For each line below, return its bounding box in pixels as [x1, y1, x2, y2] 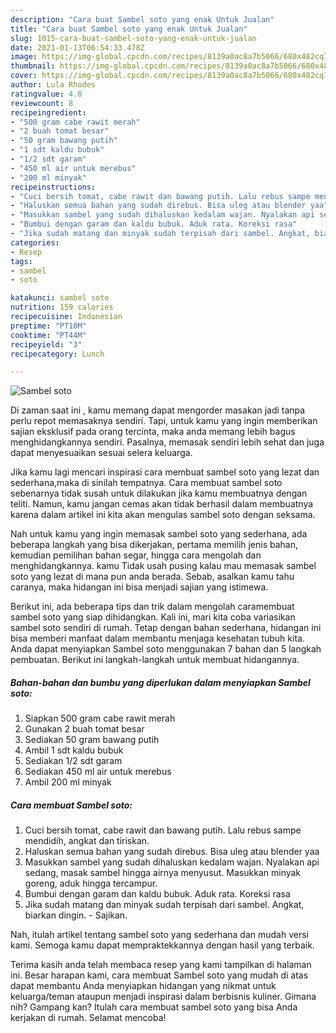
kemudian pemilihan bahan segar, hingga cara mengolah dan [10, 549, 262, 561]
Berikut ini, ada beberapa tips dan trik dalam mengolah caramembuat [10, 601, 295, 613]
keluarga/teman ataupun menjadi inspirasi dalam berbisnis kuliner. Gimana [10, 991, 317, 1003]
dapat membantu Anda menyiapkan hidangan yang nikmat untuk [10, 980, 277, 992]
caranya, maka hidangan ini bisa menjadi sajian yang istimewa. [10, 581, 269, 593]
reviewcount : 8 [10, 98, 74, 108]
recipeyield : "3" [10, 339, 83, 350]
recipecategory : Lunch [10, 349, 105, 359]
